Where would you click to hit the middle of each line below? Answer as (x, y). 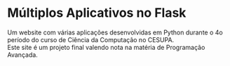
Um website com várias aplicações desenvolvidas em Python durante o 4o (115, 32)
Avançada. (23, 55)
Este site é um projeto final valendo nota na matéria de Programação (106, 47)
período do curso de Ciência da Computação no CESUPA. (91, 39)
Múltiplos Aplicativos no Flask (97, 13)
